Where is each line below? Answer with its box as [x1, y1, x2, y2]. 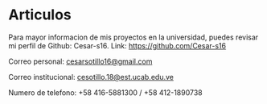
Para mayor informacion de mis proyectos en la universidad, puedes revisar [8, 32, 259, 42]
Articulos [8, 6, 72, 24]
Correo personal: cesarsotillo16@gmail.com [8, 56, 153, 66]
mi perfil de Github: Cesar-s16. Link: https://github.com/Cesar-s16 [8, 40, 227, 50]
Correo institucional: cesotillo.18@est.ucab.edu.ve [8, 72, 175, 81]
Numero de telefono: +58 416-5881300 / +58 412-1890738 [8, 87, 203, 98]
